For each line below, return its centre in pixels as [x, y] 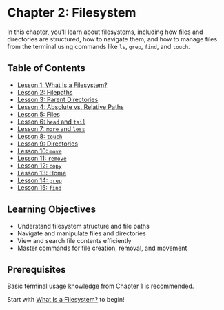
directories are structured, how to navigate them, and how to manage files [112, 39]
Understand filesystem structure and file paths [83, 226]
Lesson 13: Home [42, 173]
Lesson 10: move [39, 151]
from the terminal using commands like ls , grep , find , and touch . [99, 46]
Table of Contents [47, 68]
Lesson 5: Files [39, 114]
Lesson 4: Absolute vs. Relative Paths [70, 107]
